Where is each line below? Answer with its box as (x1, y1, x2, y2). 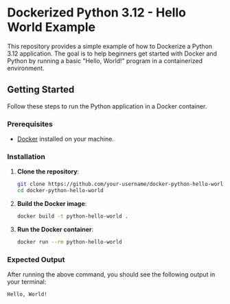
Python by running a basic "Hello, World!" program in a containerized (7, 56, 203, 65)
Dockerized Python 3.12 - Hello (7, 5, 187, 21)
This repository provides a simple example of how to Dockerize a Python (7, 42, 213, 50)
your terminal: (7, 278, 47, 286)
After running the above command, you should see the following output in (7, 270, 216, 279)
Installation (7, 152, 46, 161)
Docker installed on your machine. (16, 135, 115, 143)
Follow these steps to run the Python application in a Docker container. (7, 102, 207, 110)
